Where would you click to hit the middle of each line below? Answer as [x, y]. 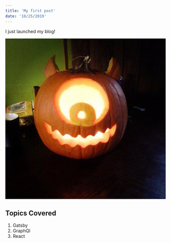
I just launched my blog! [30, 31]
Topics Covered [31, 213]
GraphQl [21, 231]
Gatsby [20, 225]
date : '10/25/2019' [26, 16]
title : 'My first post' [31, 11]
